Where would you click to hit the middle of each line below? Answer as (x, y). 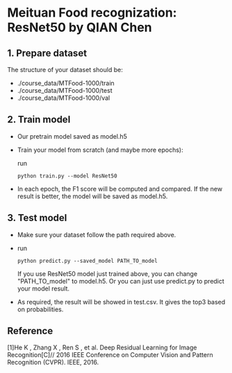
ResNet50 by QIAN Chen (80, 27)
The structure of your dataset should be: (65, 70)
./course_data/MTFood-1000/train (66, 83)
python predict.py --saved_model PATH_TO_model (87, 261)
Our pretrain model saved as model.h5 (72, 136)
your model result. (43, 288)
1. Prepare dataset (47, 53)
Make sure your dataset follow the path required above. (97, 234)
